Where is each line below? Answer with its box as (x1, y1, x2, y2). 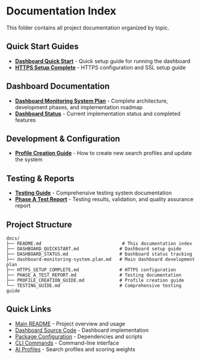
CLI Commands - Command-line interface (14, 339, 119, 346)
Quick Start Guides (6, 41, 79, 52)
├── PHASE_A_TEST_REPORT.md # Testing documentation (6, 272, 182, 278)
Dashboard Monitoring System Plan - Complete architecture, (14, 97, 169, 104)
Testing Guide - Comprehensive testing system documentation (14, 189, 172, 196)
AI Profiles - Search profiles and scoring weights (14, 345, 135, 352)
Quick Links (6, 304, 52, 315)
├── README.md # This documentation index (6, 241, 193, 247)
